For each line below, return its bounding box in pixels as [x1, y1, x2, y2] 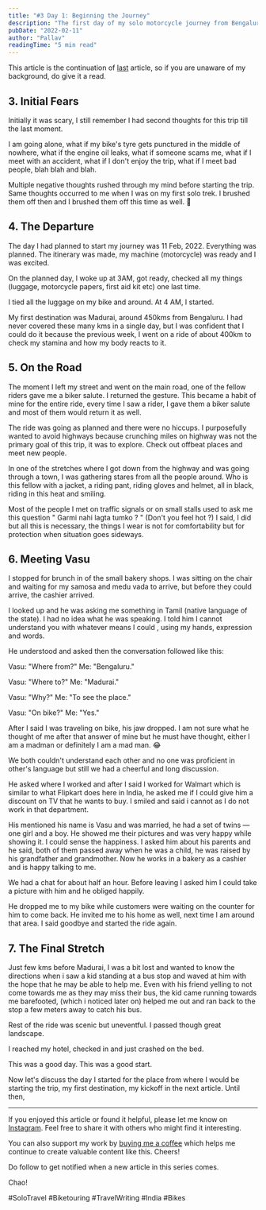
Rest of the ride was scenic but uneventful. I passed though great [8, 1020, 222, 1030]
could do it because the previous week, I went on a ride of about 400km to [8, 329, 252, 338]
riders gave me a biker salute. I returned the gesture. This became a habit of [8, 390, 256, 400]
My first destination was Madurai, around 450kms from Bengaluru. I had [8, 312, 243, 322]
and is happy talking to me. [8, 863, 97, 872]
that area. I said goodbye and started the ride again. [8, 918, 177, 928]
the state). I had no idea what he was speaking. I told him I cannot [8, 614, 223, 624]
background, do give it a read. [8, 72, 107, 81]
